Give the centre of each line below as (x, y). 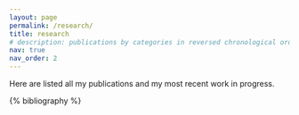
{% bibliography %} (45, 101)
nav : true (28, 50)
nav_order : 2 (33, 58)
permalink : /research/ (51, 26)
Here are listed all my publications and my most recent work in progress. (142, 84)
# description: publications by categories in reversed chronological (143, 42)
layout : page (33, 17)
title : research (39, 34)
